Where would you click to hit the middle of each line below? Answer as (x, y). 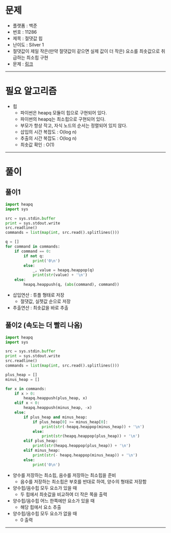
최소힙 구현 (37, 57)
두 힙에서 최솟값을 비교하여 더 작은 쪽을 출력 (64, 494)
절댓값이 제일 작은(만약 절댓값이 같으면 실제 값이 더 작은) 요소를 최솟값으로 (86, 51)
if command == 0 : (33, 251)
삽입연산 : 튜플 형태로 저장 (38, 295)
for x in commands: (26, 389)
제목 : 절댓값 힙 (27, 38)
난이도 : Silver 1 (28, 44)
